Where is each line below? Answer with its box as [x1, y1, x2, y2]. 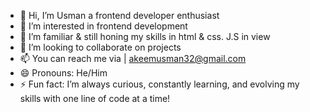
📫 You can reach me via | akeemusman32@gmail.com [19, 53, 247, 64]
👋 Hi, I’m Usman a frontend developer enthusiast [19, 10, 220, 21]
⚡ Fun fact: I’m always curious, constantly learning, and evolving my [19, 78, 300, 90]
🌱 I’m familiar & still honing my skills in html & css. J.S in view [19, 31, 271, 42]
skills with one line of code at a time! [19, 93, 171, 104]
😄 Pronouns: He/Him [19, 67, 108, 79]
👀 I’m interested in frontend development [19, 20, 188, 32]
